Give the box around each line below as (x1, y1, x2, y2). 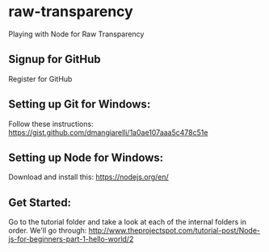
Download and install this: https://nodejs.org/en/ (8, 172, 170, 182)
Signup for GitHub (8, 52, 101, 66)
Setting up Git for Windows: (8, 98, 151, 111)
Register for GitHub (8, 73, 73, 83)
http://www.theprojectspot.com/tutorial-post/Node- (88, 225, 261, 236)
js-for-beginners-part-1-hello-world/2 (8, 234, 134, 244)
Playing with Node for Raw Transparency (8, 29, 145, 39)
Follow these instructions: (8, 119, 95, 128)
